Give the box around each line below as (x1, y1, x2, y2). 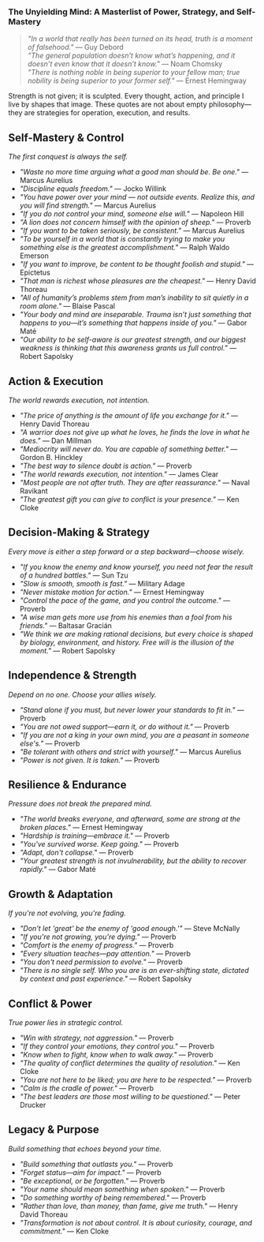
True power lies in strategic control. (8, 1017, 124, 1027)
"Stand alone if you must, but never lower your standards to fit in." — (19, 705, 244, 714)
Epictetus (19, 267, 51, 278)
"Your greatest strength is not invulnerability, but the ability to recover (19, 856, 247, 866)
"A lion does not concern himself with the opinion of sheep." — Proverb (19, 218, 251, 227)
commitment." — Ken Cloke (19, 1226, 109, 1236)
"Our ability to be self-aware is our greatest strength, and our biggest (19, 335, 247, 345)
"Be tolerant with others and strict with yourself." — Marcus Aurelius (19, 746, 242, 756)
